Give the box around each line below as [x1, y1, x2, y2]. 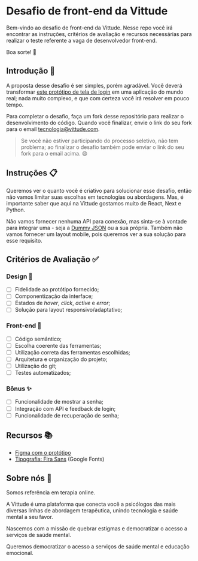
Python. [6, 206, 26, 213]
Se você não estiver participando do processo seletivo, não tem [20, 137, 178, 144]
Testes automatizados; [14, 369, 71, 377]
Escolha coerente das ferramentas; [14, 342, 102, 349]
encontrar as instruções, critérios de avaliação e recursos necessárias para [6, 30, 193, 37]
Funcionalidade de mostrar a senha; [14, 398, 103, 405]
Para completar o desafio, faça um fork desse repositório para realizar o [6, 112, 184, 120]
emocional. [6, 550, 34, 557]
